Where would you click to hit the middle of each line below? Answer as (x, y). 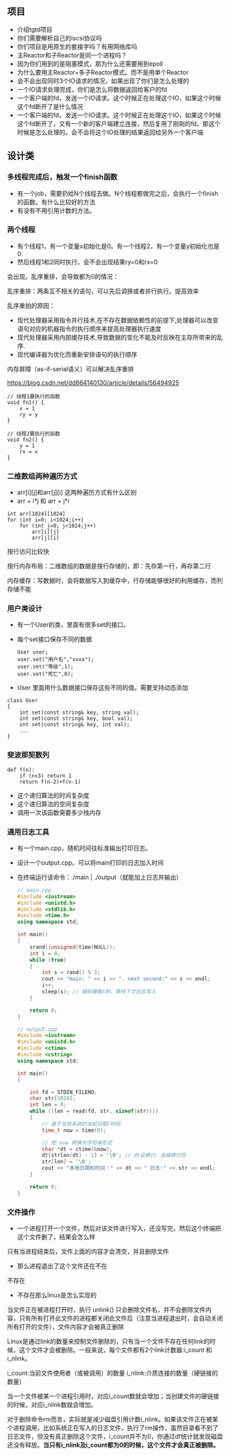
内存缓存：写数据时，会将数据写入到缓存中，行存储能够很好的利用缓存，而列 (115, 581)
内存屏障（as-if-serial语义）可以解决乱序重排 (71, 369)
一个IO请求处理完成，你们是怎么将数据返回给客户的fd (92, 89)
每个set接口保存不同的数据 (54, 639)
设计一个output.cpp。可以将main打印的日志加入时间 (90, 862)
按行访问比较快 (28, 551)
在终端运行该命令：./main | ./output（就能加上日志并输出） (100, 877)
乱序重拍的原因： (31, 306)
